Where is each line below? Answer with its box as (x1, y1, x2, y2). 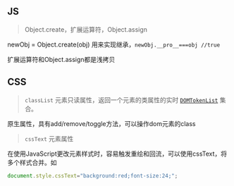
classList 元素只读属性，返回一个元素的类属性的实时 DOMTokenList (24, 95, 218, 104)
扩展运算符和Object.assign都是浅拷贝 (7, 55, 116, 63)
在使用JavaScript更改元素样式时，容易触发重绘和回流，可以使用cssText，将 (7, 149, 228, 158)
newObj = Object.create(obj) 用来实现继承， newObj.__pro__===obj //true (7, 40, 221, 49)
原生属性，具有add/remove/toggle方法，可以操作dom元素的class (7, 119, 196, 128)
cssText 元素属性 (24, 134, 74, 143)
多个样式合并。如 (7, 158, 57, 166)
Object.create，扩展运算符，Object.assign (24, 25, 148, 34)
